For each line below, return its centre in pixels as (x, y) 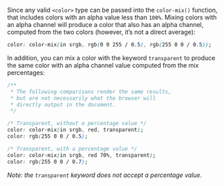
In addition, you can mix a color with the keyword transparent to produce (111, 57)
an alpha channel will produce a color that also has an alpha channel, (105, 25)
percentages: (26, 73)
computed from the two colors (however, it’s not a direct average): (101, 32)
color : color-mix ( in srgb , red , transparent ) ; (75, 130)
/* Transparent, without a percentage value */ (77, 124)
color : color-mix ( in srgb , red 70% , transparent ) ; (82, 155)
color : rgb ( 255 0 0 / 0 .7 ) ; (48, 162)
